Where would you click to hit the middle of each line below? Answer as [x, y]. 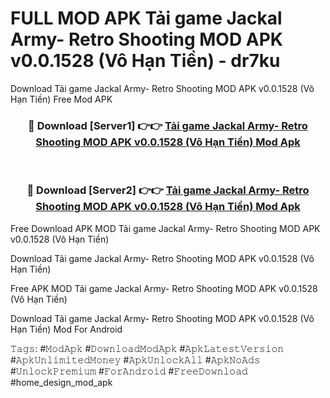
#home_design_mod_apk [61, 382]
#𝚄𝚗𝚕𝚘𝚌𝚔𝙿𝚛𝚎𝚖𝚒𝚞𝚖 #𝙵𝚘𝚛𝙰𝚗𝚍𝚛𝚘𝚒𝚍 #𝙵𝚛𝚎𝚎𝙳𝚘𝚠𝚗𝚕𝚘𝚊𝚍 [129, 371]
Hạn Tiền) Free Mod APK [61, 99]
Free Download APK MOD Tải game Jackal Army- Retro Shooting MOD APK [165, 228]
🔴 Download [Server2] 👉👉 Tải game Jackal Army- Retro [168, 190]
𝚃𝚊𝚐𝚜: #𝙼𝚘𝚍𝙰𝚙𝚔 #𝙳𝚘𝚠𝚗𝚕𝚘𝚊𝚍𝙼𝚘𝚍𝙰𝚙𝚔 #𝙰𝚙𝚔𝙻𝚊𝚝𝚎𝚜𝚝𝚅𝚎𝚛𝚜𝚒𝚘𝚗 [147, 348]
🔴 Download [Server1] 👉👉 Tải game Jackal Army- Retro [168, 125]
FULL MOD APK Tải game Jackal [146, 18]
